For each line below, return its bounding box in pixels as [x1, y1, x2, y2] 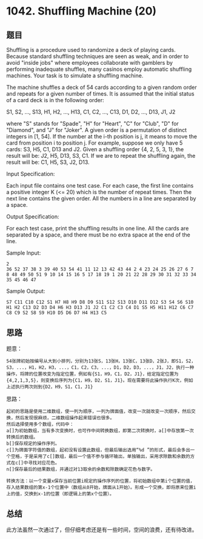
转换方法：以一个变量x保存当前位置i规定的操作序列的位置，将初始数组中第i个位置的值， [6, 478, 195, 484]
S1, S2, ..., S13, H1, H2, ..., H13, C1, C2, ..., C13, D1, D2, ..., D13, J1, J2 [6, 108, 176, 116]
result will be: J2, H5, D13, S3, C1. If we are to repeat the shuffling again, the [6, 152, 196, 159]
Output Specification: [6, 213, 59, 220]
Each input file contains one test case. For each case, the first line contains [6, 182, 194, 189]
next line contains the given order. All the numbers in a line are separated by [6, 195, 196, 202]
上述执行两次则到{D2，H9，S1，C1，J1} [6, 384, 93, 390]
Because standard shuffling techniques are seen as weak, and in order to [6, 53, 189, 60]
